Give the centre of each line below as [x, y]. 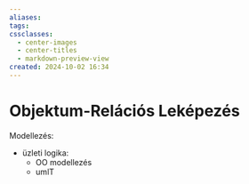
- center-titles [47, 51]
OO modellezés [64, 162]
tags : [19, 26]
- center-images [47, 42]
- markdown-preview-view [63, 59]
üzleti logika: [45, 153]
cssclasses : [31, 34]
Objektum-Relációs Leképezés [124, 111]
